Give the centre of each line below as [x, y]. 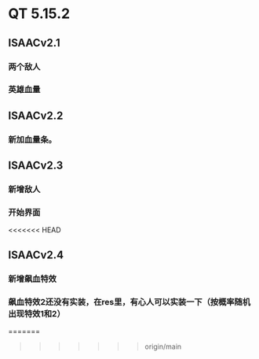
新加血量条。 [33, 139]
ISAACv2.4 [36, 255]
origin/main [163, 346]
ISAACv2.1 [34, 43]
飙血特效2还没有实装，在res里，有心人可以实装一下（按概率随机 [129, 302]
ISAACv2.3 [36, 166]
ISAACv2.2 [36, 115]
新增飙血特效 [33, 279]
